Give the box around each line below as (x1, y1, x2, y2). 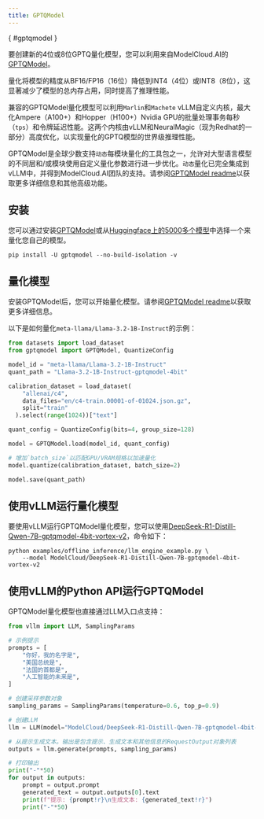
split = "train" (22, 404, 68, 412)
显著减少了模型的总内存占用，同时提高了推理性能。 (8, 86, 174, 95)
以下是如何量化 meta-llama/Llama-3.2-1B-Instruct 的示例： (8, 323, 197, 333)
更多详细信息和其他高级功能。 (14, 178, 112, 187)
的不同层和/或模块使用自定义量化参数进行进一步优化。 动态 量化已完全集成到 (8, 158, 250, 168)
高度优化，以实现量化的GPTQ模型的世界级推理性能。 (28, 131, 200, 142)
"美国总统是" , (22, 659, 63, 666)
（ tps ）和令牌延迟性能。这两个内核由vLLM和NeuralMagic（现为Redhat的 (8, 122, 246, 131)
